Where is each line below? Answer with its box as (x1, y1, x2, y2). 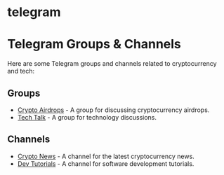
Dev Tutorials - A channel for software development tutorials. (17, 159, 195, 168)
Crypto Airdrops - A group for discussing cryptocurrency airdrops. (17, 106, 210, 114)
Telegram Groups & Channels (7, 36, 181, 52)
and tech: (7, 67, 35, 76)
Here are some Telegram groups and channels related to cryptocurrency (7, 59, 217, 68)
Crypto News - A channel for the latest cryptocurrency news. (17, 152, 195, 160)
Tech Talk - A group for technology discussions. (17, 113, 157, 121)
